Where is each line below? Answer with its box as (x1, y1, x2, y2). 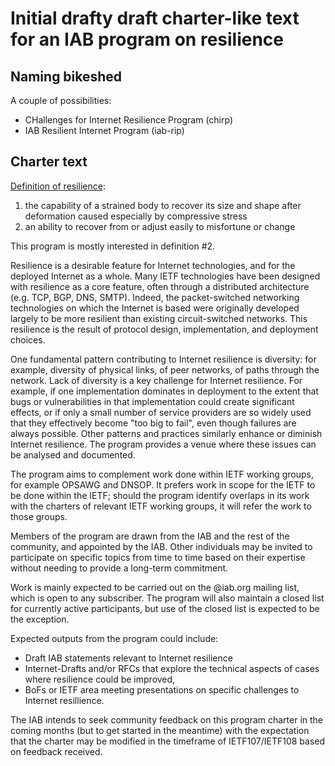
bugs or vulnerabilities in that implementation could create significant (10, 395, 295, 407)
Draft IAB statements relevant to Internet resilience (24, 652, 233, 664)
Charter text (10, 153, 88, 171)
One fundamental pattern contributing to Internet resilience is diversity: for (10, 353, 317, 365)
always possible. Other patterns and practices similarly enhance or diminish (10, 427, 323, 439)
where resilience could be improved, (24, 673, 176, 685)
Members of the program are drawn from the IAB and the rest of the (10, 530, 290, 542)
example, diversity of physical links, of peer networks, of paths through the (10, 363, 320, 376)
